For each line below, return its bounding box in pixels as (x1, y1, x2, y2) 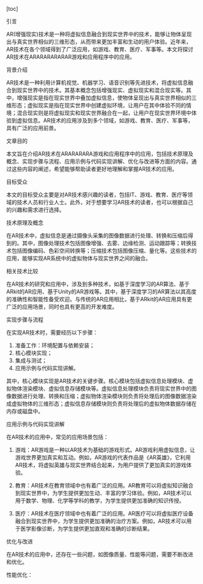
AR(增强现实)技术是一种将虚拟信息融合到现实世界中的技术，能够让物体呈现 (6, 30, 192, 38)
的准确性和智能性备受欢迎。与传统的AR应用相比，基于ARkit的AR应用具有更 (6, 296, 192, 302)
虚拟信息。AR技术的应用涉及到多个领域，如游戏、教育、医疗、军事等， (16, 117, 193, 124)
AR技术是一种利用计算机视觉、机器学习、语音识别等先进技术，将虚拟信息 (6, 79, 188, 86)
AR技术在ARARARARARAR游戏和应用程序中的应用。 (6, 53, 135, 60)
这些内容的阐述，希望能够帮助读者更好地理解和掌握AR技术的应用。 (11, 165, 178, 172)
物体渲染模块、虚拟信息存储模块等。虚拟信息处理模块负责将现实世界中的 (11, 385, 192, 392)
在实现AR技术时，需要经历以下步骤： (6, 329, 98, 336)
